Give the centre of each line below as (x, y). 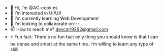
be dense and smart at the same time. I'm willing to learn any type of (82, 44)
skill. (15, 49)
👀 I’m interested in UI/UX (36, 13)
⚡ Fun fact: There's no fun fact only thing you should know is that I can (84, 37)
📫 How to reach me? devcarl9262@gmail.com (59, 29)
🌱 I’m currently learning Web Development (54, 18)
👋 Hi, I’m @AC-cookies (34, 8)
